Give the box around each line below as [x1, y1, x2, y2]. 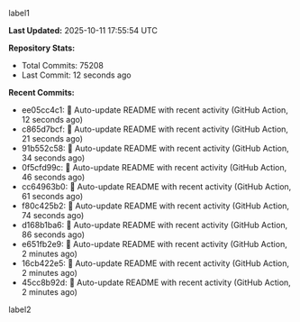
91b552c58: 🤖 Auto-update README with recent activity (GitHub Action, [21, 143, 289, 153]
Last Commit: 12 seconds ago [21, 69, 132, 80]
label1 [8, 8, 31, 18]
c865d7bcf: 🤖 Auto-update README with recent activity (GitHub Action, [21, 124, 289, 134]
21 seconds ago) [21, 133, 83, 143]
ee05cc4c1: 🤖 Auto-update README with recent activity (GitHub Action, [21, 105, 289, 115]
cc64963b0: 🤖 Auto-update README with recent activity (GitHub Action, [21, 181, 292, 192]
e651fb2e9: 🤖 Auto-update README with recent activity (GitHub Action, [21, 239, 287, 249]
